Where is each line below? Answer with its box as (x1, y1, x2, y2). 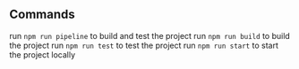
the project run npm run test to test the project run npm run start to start (9, 40, 279, 50)
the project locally (9, 49, 76, 60)
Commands (9, 7, 76, 22)
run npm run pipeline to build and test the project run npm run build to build (9, 30, 291, 41)
